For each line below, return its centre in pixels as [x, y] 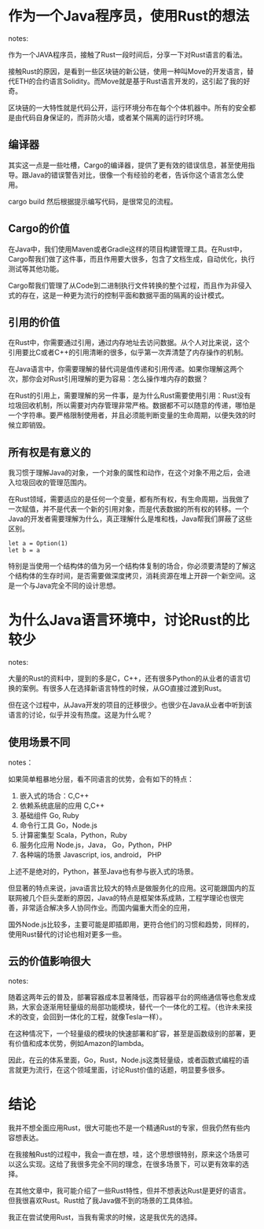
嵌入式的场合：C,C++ [54, 795]
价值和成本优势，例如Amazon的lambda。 [81, 1043]
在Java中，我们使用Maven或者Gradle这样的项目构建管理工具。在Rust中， [127, 249]
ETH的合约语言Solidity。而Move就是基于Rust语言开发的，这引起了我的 [129, 81]
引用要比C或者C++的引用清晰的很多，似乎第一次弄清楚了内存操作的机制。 [128, 352]
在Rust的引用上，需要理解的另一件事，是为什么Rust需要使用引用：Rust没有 [130, 396]
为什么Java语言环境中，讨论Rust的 [122, 620]
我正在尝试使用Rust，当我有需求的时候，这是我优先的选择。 [105, 1217]
